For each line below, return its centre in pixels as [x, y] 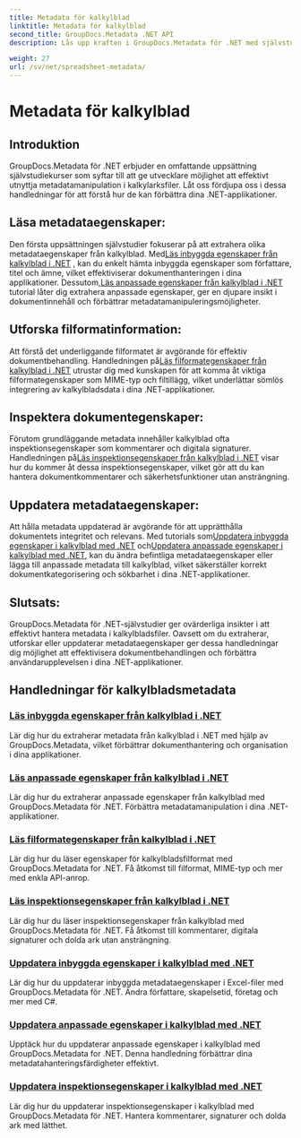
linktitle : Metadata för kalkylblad [77, 26]
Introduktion [45, 144]
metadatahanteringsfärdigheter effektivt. [84, 1064]
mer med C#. [34, 1001]
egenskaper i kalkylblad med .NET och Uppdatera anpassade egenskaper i [146, 546]
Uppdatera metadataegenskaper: [104, 505]
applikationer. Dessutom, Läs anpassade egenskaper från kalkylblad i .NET [146, 282]
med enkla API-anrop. [50, 878]
